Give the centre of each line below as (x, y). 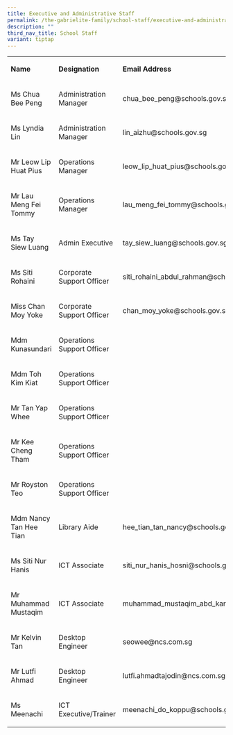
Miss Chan (28, 307)
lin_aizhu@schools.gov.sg (165, 133)
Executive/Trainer (87, 714)
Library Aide (78, 527)
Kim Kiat (24, 383)
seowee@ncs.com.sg (157, 642)
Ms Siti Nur (29, 561)
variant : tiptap (31, 40)
